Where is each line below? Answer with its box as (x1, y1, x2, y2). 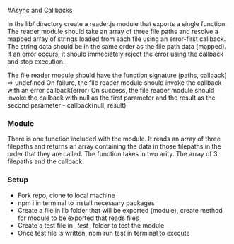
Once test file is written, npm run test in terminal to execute (17, 228, 190, 237)
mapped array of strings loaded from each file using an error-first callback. (7, 35, 226, 43)
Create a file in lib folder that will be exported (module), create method (17, 206, 223, 214)
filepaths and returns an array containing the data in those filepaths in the (7, 142, 221, 151)
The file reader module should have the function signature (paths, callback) (7, 71, 228, 79)
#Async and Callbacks (7, 6, 73, 14)
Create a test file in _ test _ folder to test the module (17, 221, 165, 229)
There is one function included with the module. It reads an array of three (7, 134, 221, 144)
